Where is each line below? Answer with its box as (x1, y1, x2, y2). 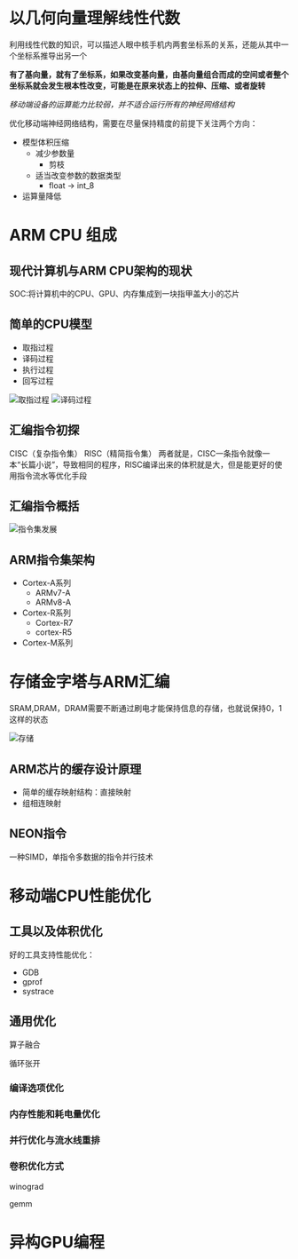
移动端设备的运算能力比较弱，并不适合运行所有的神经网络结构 (9, 99, 235, 109)
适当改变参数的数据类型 (35, 170, 122, 180)
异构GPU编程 (9, 1231, 105, 1252)
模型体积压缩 (21, 137, 69, 147)
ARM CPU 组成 (9, 226, 117, 245)
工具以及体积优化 (9, 924, 103, 939)
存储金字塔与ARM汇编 (9, 672, 170, 693)
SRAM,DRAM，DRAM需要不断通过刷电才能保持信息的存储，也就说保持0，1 (9, 703, 282, 714)
